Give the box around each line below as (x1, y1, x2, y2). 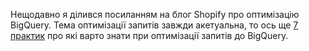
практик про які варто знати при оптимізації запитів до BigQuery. (10, 30, 289, 41)
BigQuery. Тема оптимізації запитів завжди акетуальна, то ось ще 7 (10, 19, 299, 31)
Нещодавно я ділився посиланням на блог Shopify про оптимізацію (10, 9, 300, 20)
